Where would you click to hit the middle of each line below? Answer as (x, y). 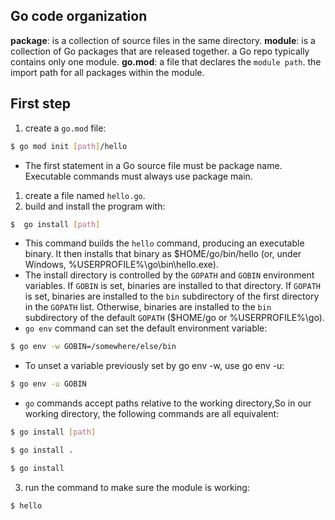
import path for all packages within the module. (107, 72)
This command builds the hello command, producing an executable (164, 243)
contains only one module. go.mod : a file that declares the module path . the (166, 61)
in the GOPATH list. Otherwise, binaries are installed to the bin (148, 307)
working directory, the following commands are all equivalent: (152, 414)
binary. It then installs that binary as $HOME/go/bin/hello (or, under (163, 254)
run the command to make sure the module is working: (137, 487)
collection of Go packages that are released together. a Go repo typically (160, 51)
